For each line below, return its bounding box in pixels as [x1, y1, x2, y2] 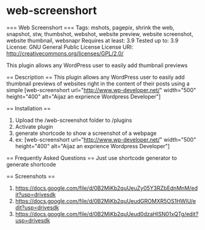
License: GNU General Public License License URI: [6, 43, 134, 51]
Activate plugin [15, 123, 54, 130]
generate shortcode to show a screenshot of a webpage [15, 129, 157, 137]
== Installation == [6, 104, 51, 112]
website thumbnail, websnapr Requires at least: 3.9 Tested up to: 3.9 [6, 37, 179, 44]
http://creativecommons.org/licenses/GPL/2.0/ [6, 49, 124, 57]
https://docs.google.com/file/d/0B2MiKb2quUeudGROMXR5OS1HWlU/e [15, 197, 196, 204]
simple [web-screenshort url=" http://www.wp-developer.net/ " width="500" [6, 86, 196, 93]
